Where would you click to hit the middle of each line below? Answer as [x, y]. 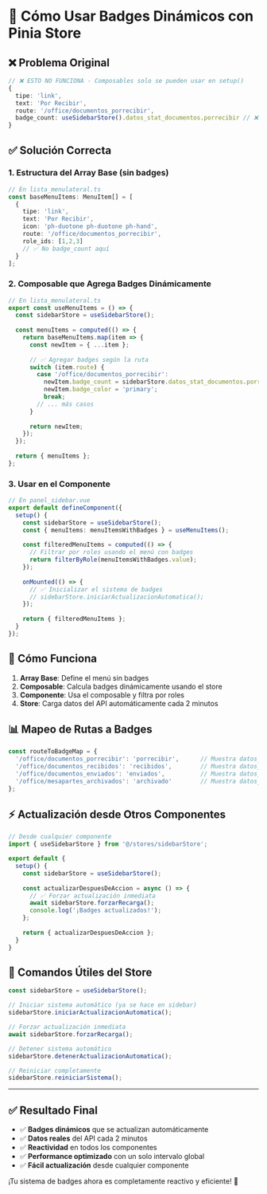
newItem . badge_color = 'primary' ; [101, 390]
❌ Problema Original [59, 63]
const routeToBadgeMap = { [53, 752]
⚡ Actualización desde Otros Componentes [117, 815]
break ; [54, 397]
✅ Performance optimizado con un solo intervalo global [112, 1157]
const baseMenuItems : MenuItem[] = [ [71, 197]
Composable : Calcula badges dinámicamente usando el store [121, 686]
